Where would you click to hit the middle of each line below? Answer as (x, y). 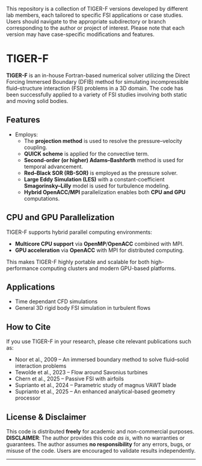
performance (23, 268)
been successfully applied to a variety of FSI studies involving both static (97, 94)
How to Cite (29, 327)
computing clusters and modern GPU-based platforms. (108, 268)
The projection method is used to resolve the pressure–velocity (103, 140)
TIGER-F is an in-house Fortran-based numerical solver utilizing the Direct (98, 75)
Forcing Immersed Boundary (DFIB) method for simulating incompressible (97, 81)
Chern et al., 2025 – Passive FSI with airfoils (69, 379)
